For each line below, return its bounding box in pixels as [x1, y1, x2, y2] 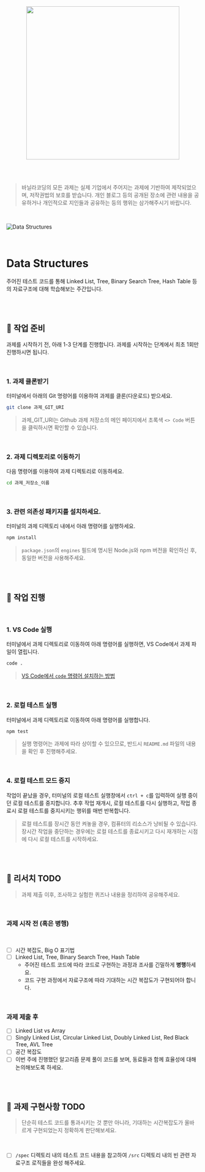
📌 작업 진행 [6, 592, 46, 603]
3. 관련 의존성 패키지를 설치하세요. [6, 508, 101, 516]
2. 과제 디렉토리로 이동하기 [6, 452, 81, 461]
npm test [6, 728, 29, 734]
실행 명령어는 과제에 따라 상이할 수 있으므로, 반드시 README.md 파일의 [21, 740, 185, 747]
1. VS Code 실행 [6, 625, 52, 634]
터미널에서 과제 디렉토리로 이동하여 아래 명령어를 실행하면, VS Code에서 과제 [6, 641, 190, 648]
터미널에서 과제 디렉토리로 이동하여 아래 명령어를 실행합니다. [6, 716, 151, 723]
